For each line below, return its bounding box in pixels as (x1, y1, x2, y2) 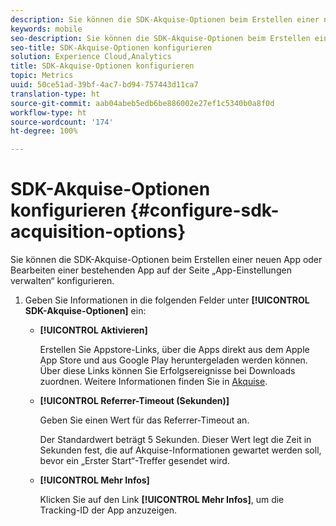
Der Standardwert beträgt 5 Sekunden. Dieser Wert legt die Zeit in (39, 434, 312, 446)
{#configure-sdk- (129, 199, 280, 222)
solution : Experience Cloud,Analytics (10, 52, 172, 62)
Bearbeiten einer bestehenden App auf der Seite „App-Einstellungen (10, 264, 292, 276)
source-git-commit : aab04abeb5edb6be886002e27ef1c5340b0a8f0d (10, 98, 275, 108)
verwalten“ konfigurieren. (10, 275, 115, 287)
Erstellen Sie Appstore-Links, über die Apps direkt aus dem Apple (39, 344, 310, 356)
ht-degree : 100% (10, 126, 78, 136)
